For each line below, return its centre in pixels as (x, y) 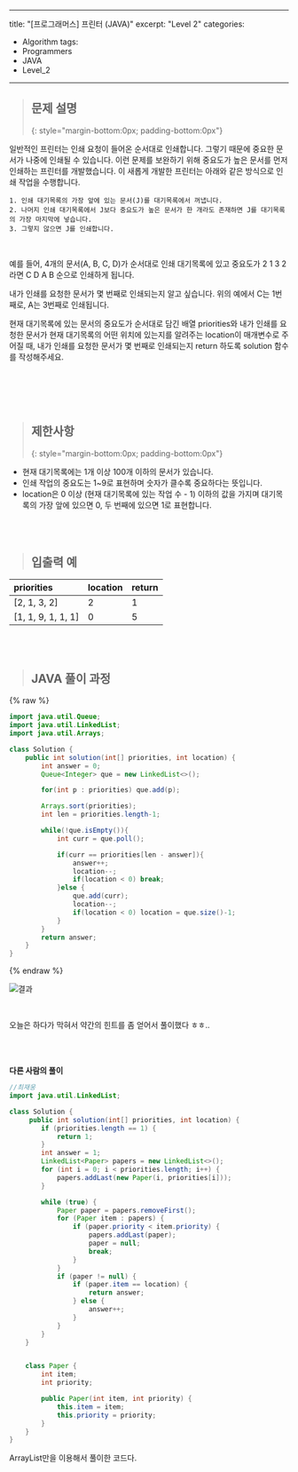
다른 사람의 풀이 (36, 1071)
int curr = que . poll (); (100, 839)
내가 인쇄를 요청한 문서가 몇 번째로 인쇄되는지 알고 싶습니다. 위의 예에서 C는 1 (142, 293)
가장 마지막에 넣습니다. (55, 219)
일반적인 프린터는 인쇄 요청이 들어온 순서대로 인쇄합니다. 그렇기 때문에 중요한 (142, 148)
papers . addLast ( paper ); (132, 1235)
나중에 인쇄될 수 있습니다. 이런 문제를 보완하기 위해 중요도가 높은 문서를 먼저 (157, 160)
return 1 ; (74, 1136)
